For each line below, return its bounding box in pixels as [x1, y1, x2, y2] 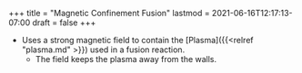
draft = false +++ [32, 17, 96, 28]
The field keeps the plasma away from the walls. [35, 54, 217, 64]
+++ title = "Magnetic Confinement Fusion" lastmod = [8, 8, 210, 18]
